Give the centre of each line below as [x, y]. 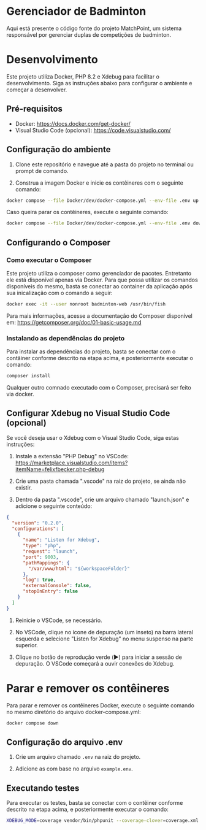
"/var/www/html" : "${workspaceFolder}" [79, 569]
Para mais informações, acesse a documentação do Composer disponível [100, 316]
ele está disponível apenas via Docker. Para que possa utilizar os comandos [102, 280]
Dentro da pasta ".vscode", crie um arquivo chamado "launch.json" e [102, 499]
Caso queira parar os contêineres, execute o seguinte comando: [87, 212]
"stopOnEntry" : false [50, 591]
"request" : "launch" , [50, 551]
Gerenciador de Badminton [76, 11]
